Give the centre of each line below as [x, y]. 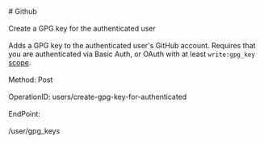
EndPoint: [24, 114]
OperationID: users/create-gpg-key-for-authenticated [98, 97]
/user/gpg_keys [34, 131]
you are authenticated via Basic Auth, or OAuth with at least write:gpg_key [132, 54]
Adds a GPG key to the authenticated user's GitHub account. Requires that [132, 45]
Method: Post [31, 80]
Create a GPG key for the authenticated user [82, 28]
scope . [20, 62]
